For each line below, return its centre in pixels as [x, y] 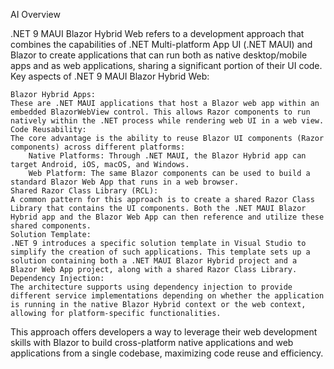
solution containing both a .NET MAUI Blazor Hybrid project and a [154, 261]
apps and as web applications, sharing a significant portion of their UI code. [166, 65]
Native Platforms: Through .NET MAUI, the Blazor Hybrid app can [167, 156]
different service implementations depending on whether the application [167, 296]
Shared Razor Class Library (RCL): [84, 191]
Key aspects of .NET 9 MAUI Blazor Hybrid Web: [110, 76]
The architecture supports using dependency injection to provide [151, 287]
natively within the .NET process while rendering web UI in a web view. [167, 121]
